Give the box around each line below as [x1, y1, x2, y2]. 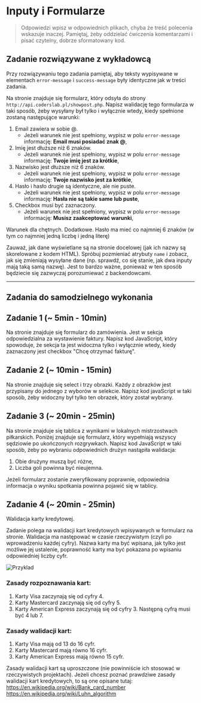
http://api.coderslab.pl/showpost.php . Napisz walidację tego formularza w [6, 101, 194, 108]
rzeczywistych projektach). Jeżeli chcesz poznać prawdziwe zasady [6, 671, 176, 678]
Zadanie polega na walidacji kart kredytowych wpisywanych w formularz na [6, 527, 193, 534]
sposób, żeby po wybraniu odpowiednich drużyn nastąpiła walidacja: [6, 446, 176, 453]
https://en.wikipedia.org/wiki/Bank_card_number [6, 683, 126, 690]
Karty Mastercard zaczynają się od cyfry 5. [14, 599, 121, 606]
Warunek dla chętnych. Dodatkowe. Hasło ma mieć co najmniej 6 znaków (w [6, 226, 194, 233]
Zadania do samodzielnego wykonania [6, 292, 153, 303]
